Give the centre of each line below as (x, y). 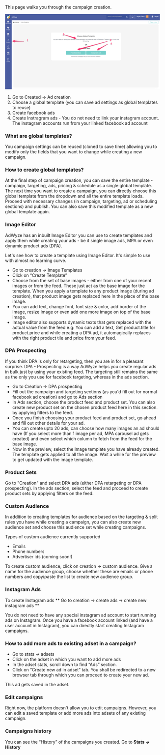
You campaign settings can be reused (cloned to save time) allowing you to (81, 146)
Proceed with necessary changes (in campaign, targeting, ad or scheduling (81, 202)
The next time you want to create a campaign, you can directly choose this (81, 191)
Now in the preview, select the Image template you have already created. (86, 449)
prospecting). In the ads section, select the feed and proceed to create (77, 488)
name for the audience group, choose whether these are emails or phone (79, 572)
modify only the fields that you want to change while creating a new (74, 151)
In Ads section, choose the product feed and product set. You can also (84, 402)
